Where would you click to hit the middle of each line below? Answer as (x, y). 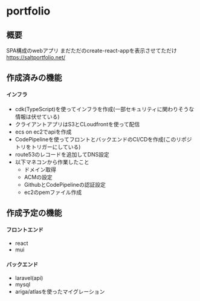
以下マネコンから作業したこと (52, 162)
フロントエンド (25, 229)
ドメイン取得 (40, 169)
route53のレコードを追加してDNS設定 (62, 154)
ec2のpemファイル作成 (53, 192)
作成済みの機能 (34, 78)
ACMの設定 (38, 177)
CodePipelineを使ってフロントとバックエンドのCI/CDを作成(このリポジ (103, 139)
